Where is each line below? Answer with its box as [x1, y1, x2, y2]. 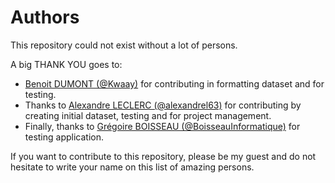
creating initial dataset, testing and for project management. [24, 109, 272, 121]
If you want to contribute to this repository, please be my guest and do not [10, 150, 317, 162]
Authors [10, 6, 80, 29]
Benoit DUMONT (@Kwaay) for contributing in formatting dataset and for [24, 77, 325, 90]
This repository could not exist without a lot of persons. [10, 39, 238, 51]
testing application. [24, 131, 105, 143]
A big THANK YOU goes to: [10, 58, 123, 70]
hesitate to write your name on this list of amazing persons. [10, 161, 255, 173]
